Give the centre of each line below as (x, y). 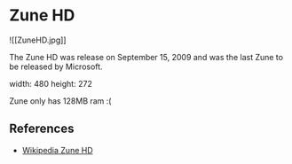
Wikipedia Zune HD (57, 150)
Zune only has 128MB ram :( (60, 101)
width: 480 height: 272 (51, 83)
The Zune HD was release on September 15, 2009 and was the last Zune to (146, 57)
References (42, 129)
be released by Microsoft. (56, 66)
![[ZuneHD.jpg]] (38, 40)
